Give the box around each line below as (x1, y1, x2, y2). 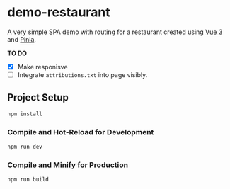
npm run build (7, 176, 50, 183)
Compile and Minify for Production (7, 160, 129, 170)
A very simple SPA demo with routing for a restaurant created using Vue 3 (7, 28, 223, 36)
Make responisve (17, 62, 69, 71)
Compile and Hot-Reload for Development (7, 127, 154, 137)
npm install (7, 110, 42, 118)
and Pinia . (7, 35, 37, 43)
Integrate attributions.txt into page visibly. (17, 71, 148, 79)
